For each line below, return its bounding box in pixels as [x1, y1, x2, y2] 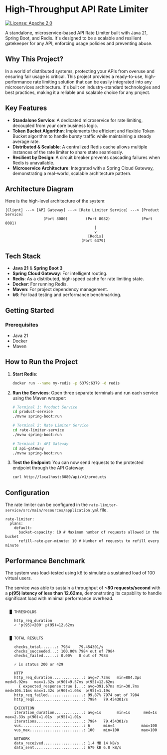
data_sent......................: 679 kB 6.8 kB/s [14, 745, 122, 750]
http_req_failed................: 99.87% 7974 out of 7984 [14, 692, 140, 697]
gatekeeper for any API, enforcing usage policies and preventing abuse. [5, 40, 153, 46]
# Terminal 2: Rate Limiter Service [12, 423, 89, 428]
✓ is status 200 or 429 [14, 661, 64, 667]
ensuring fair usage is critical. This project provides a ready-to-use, [5, 73, 144, 79]
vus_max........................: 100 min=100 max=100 [14, 727, 157, 732]
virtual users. [5, 575, 32, 581]
